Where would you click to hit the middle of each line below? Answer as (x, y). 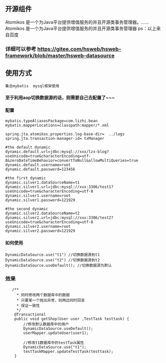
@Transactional (30, 314)
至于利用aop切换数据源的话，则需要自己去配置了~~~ (60, 98)
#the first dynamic (26, 178)
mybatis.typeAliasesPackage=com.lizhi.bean (52, 121)
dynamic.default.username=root (38, 165)
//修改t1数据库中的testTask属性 (54, 343)
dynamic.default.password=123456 (40, 169)
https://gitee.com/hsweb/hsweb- (79, 49)
